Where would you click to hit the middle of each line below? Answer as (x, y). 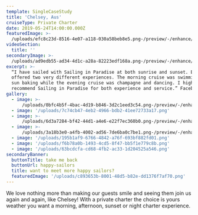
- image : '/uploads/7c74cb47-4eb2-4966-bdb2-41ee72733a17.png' (90, 110)
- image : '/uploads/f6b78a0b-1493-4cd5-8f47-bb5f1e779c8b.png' (90, 143)
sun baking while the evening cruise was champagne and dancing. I (96, 83)
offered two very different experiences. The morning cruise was (93, 77)
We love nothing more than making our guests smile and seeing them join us (99, 193)
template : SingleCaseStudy (39, 12)
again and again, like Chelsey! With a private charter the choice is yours (93, 199)
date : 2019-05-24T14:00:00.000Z (46, 28)
